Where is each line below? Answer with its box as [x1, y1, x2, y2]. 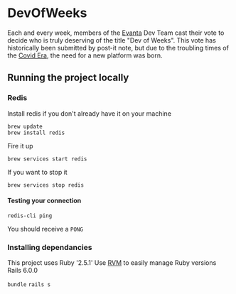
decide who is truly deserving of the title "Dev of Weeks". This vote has [7, 36, 217, 44]
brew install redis [7, 129, 65, 136]
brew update [7, 123, 43, 130]
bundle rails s [7, 281, 51, 288]
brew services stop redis [7, 181, 84, 189]
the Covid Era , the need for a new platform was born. [7, 51, 163, 60]
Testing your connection [7, 197, 82, 205]
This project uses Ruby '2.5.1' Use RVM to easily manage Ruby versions [7, 258, 217, 267]
